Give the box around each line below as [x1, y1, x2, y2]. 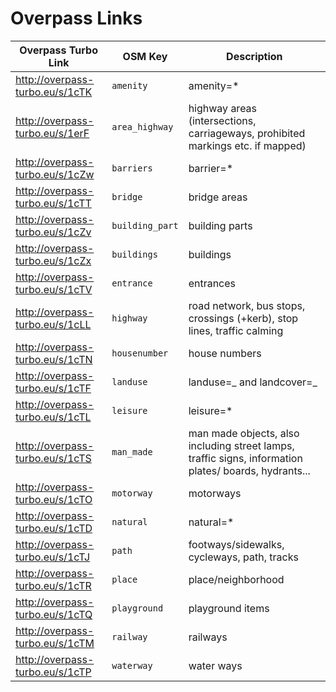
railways [188, 630, 228, 644]
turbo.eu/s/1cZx [15, 253, 92, 267]
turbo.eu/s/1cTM [15, 636, 95, 650]
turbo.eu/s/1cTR [15, 578, 92, 592]
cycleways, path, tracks [188, 550, 299, 564]
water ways [188, 658, 243, 672]
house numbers [188, 346, 262, 360]
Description [226, 49, 283, 63]
